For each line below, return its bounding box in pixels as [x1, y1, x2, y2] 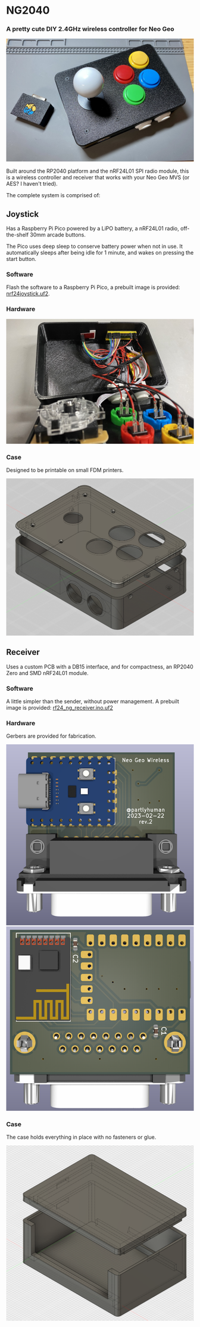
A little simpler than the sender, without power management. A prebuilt [6, 698, 180, 705]
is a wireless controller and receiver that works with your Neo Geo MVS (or [6, 174, 190, 181]
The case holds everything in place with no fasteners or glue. [6, 1133, 157, 1141]
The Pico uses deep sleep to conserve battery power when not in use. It [6, 243, 183, 250]
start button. [6, 256, 37, 263]
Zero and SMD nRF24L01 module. [6, 669, 89, 676]
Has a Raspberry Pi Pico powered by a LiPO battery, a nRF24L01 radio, [6, 225, 180, 232]
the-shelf [6, 231, 29, 238]
